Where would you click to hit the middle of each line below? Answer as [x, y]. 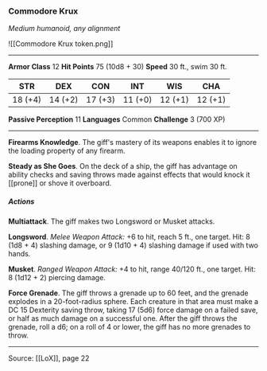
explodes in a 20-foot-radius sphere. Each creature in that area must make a [133, 302]
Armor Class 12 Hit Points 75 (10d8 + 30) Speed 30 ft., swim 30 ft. [118, 67]
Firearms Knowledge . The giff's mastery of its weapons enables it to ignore [132, 143]
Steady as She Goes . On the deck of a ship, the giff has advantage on [123, 166]
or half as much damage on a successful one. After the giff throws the [123, 318]
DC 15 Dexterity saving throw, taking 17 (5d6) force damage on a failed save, [133, 310]
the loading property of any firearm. [67, 151]
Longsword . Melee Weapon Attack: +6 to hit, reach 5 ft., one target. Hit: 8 [129, 237]
